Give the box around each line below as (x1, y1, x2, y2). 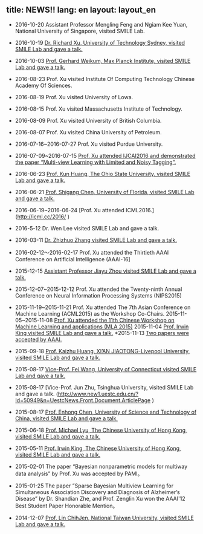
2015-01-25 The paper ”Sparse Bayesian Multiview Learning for (14, 482, 174, 489)
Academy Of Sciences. (14, 82, 72, 89)
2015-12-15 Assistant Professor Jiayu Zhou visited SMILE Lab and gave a (14, 267, 196, 275)
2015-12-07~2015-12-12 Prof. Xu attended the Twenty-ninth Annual (14, 285, 182, 293)
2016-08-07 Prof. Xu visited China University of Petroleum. (14, 128, 162, 135)
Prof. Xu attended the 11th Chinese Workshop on (54, 316, 175, 324)
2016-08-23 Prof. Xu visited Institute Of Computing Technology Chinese (14, 75, 195, 82)
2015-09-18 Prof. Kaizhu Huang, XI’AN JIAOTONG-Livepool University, (14, 347, 190, 354)
